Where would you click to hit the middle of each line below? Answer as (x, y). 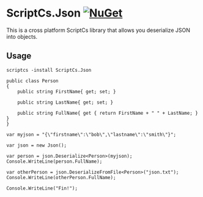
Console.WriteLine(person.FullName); (54, 161)
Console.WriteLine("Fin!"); (42, 188)
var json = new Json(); (37, 145)
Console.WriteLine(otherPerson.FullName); (61, 177)
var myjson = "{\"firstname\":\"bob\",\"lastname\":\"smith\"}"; (91, 134)
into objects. (22, 36)
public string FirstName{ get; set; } (67, 91)
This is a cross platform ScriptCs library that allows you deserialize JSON (98, 30)
